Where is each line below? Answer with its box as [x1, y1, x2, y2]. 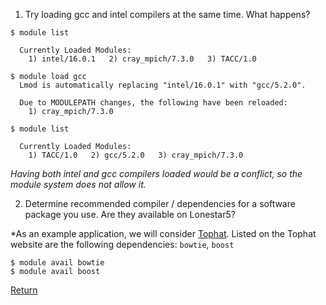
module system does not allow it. [10, 179, 147, 190]
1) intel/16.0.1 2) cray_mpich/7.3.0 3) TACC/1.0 [28, 54, 257, 64]
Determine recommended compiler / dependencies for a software [24, 198, 296, 209]
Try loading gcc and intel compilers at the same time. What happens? [24, 9, 311, 20]
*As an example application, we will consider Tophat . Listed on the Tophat [10, 228, 317, 239]
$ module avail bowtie [10, 258, 105, 268]
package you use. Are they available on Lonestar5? [24, 209, 236, 220]
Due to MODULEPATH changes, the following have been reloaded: [19, 98, 288, 108]
